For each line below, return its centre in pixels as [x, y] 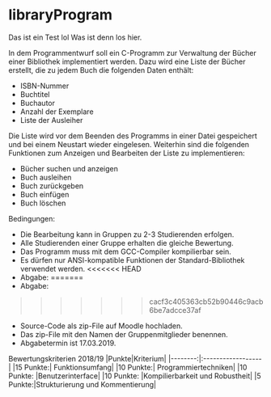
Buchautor [37, 103]
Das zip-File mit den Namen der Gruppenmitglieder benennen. [124, 334]
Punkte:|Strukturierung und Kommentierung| [82, 384]
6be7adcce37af [175, 310]
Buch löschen [43, 203]
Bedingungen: [32, 218]
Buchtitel [35, 94]
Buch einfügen [44, 194]
